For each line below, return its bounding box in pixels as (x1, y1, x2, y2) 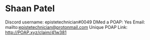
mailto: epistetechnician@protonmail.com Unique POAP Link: (5, 24, 128, 30)
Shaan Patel (5, 3, 55, 14)
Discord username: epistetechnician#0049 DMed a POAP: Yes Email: (5, 19, 146, 25)
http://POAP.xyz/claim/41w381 (5, 29, 67, 35)
